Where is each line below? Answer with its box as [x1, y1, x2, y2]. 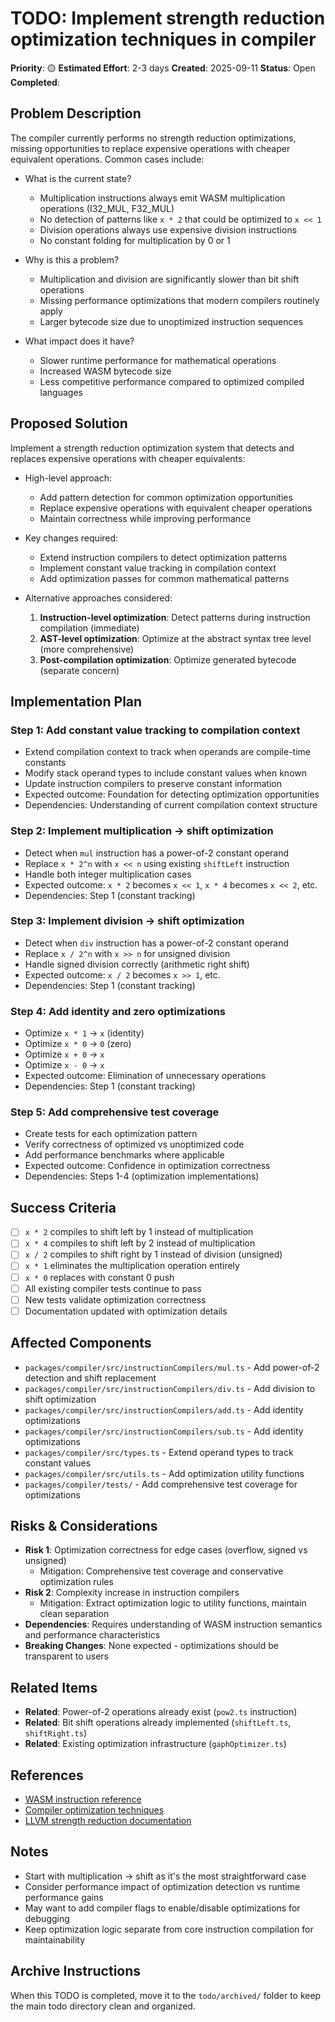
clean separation [39, 1608, 110, 1620]
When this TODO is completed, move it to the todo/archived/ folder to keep [10, 1989, 322, 2001]
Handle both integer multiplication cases [24, 868, 192, 880]
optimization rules [39, 1576, 114, 1588]
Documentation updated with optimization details [24, 1305, 228, 1317]
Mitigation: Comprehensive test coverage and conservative [39, 1565, 284, 1577]
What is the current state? [24, 172, 132, 184]
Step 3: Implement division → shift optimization [10, 914, 245, 928]
